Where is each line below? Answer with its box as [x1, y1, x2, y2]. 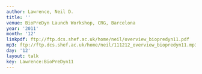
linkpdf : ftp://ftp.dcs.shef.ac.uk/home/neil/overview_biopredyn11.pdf [6, 36, 189, 42]
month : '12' [6, 31, 36, 37]
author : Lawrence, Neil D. [6, 8, 74, 15]
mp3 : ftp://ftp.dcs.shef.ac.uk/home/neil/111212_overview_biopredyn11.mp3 [6, 42, 198, 48]
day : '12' [6, 48, 31, 54]
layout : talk [6, 53, 39, 59]
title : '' [6, 14, 31, 20]
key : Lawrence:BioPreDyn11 [6, 58, 74, 64]
